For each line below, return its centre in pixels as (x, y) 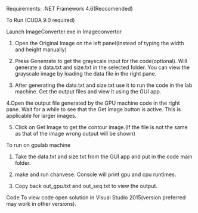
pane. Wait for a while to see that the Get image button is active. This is (94, 109)
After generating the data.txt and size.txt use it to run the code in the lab (103, 85)
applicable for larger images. (41, 116)
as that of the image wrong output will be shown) (75, 134)
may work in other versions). (41, 204)
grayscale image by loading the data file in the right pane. (86, 73)
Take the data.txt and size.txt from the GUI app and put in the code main (103, 156)
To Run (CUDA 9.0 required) (41, 20)
